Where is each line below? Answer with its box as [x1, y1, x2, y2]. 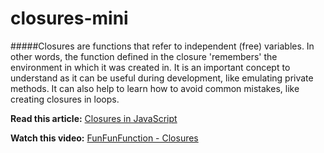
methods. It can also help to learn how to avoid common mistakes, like [10, 82, 300, 94]
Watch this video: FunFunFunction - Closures [10, 132, 199, 144]
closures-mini [10, 7, 129, 30]
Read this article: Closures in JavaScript [10, 112, 178, 124]
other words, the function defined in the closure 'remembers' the [10, 50, 278, 62]
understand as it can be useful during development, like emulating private [10, 72, 314, 84]
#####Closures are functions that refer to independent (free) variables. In [10, 40, 315, 52]
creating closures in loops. [10, 93, 120, 105]
